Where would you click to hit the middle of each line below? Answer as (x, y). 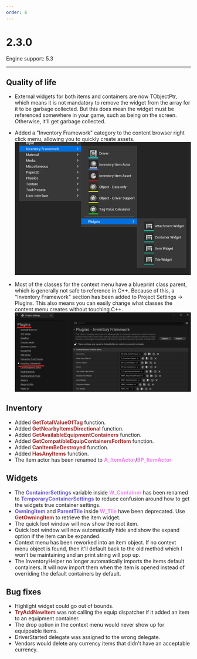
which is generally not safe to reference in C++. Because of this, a (94, 291)
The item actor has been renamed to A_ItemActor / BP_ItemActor (93, 460)
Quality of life (31, 82)
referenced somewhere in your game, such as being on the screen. (96, 115)
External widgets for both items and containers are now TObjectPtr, (96, 96)
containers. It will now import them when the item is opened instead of (99, 567)
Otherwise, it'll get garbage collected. (60, 122)
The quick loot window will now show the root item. (77, 523)
